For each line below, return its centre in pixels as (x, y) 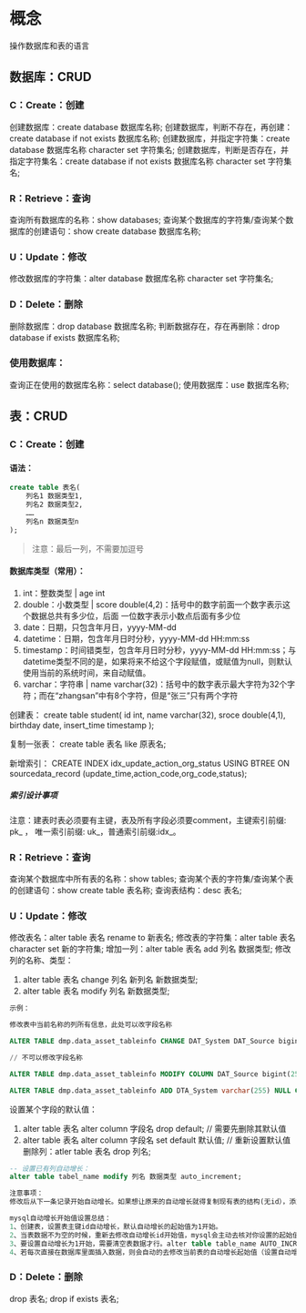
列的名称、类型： (41, 961)
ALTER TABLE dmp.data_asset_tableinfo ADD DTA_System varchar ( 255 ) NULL (150, 1090)
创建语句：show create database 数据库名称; (117, 231)
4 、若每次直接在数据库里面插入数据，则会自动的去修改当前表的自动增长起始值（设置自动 (150, 1252)
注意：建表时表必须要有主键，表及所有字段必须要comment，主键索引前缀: (148, 819)
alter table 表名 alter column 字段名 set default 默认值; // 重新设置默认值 (157, 1140)
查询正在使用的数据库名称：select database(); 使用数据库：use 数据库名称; (149, 384)
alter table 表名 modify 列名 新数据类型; (96, 991)
